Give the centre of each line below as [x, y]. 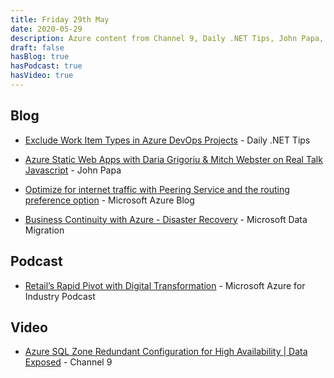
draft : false [37, 47]
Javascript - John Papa [73, 170]
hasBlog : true [40, 57]
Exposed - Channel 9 [68, 362]
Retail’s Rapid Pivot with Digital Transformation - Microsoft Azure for [165, 285]
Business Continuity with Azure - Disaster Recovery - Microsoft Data [166, 219]
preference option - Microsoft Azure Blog [109, 200]
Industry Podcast [60, 296]
